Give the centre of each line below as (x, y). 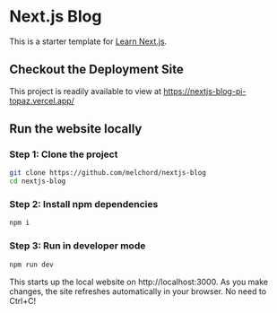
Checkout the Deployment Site (96, 70)
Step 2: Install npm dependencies (84, 204)
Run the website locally (76, 129)
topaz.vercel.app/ (42, 100)
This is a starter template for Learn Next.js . (88, 41)
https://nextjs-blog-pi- (205, 91)
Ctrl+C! (23, 300)
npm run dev (31, 265)
